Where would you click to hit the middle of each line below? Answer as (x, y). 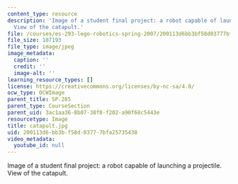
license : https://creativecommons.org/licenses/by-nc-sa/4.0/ (101, 86)
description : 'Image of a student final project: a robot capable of (112, 21)
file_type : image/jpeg (41, 47)
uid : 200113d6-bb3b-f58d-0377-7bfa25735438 (73, 132)
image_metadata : (31, 54)
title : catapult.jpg (38, 126)
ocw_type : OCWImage (36, 93)
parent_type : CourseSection (49, 106)
